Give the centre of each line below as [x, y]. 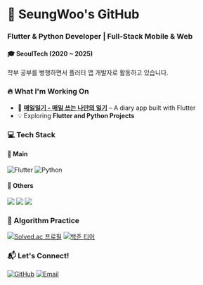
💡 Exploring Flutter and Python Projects [76, 115]
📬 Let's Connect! [38, 256]
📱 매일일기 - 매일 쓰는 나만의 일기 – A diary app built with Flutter [106, 108]
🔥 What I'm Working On [48, 91]
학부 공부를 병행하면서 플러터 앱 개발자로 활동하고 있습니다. [88, 72]
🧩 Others [20, 186]
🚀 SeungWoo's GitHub [73, 14]
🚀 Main [18, 154]
